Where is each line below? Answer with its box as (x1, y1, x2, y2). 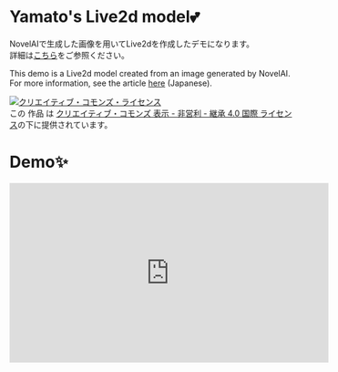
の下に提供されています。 (17, 119, 113, 129)
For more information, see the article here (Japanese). (9, 77, 212, 88)
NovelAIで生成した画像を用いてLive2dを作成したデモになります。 (9, 38, 255, 49)
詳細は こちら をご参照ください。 (9, 49, 129, 60)
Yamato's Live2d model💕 (9, 6, 200, 27)
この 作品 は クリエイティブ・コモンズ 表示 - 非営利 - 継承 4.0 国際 (9, 108, 258, 119)
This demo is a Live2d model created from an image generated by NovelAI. (9, 67, 291, 78)
